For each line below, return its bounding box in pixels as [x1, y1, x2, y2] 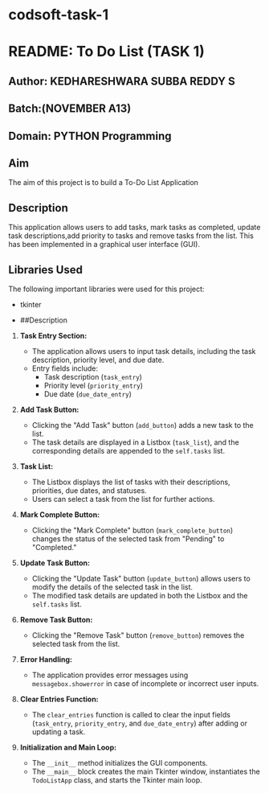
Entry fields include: [31, 364, 99, 373]
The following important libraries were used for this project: [8, 284, 205, 294]
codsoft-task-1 [8, 6, 109, 24]
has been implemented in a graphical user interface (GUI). [8, 240, 201, 249]
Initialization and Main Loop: [19, 742, 117, 752]
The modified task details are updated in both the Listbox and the [31, 590, 248, 600]
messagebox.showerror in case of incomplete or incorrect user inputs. [31, 678, 259, 688]
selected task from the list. [31, 639, 120, 648]
